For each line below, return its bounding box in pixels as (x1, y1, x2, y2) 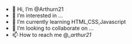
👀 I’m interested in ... (11, 12, 63, 19)
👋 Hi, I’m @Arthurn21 (11, 6, 64, 12)
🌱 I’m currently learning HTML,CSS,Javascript (11, 18, 127, 25)
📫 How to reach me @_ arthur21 (11, 32, 92, 38)
